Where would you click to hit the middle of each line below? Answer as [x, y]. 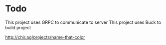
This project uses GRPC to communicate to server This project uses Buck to [83, 22]
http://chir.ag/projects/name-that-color [45, 37]
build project [18, 27]
